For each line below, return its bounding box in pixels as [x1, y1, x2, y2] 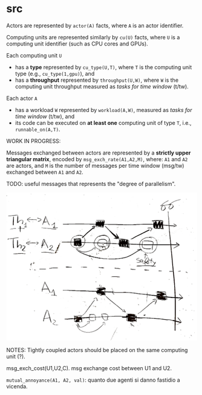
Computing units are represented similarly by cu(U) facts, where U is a [6, 33, 180, 41]
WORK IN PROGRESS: [6, 137, 61, 144]
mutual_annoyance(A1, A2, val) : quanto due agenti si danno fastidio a [6, 376, 180, 383]
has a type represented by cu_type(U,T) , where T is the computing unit [15, 63, 192, 71]
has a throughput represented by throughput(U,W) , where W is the [15, 76, 179, 84]
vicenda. [6, 383, 28, 390]
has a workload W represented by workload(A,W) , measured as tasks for [15, 106, 192, 113]
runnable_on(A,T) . [15, 125, 60, 133]
